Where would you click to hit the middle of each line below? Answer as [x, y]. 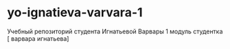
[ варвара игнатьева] [38, 38]
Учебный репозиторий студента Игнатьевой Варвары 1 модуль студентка [115, 31]
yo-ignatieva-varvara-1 [75, 13]
